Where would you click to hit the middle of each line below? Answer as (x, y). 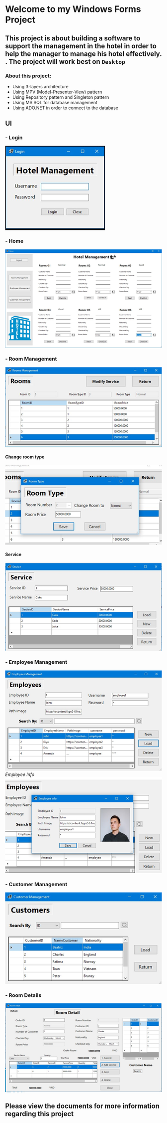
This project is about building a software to (73, 38)
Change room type (25, 457)
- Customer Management (36, 884)
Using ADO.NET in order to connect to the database (65, 108)
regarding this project (39, 1114)
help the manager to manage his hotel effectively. (83, 54)
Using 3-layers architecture (40, 86)
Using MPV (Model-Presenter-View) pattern (57, 92)
